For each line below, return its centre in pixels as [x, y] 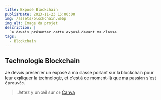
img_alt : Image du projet [31, 23]
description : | [20, 28]
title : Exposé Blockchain [31, 9]
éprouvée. [15, 83]
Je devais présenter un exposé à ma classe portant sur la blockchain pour [79, 72]
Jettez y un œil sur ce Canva [46, 92]
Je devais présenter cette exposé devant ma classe [63, 32]
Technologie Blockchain [42, 61]
